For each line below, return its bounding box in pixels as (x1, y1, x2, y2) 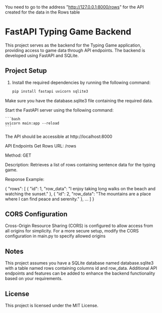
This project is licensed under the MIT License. (5, 303, 99, 309)
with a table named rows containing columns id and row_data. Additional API (5, 265, 157, 271)
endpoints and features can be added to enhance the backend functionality (5, 270, 156, 276)
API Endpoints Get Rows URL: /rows (5, 143, 76, 148)
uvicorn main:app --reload (5, 121, 59, 126)
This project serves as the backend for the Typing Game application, (5, 42, 142, 48)
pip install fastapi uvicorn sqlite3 (12, 89, 88, 94)
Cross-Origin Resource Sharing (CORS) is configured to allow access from (5, 223, 153, 229)
